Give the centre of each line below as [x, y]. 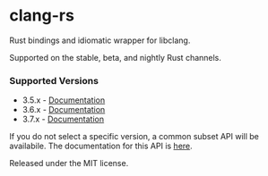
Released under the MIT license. [69, 163]
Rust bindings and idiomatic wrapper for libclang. [100, 40]
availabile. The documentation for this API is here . [101, 146]
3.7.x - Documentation [63, 119]
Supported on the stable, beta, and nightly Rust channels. [116, 57]
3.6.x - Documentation [64, 110]
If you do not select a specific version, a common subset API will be [134, 137]
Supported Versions [54, 80]
